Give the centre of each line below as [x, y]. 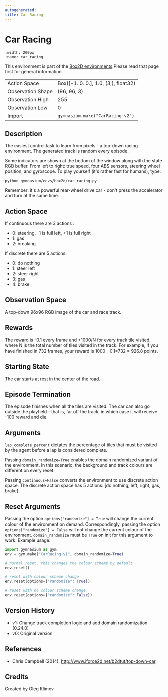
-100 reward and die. [27, 417]
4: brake [21, 284]
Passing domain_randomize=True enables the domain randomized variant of [82, 460]
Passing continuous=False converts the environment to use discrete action [82, 480]
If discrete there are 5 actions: [36, 253]
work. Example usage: [28, 540]
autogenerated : [21, 10]
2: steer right [25, 274]
